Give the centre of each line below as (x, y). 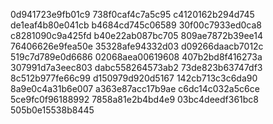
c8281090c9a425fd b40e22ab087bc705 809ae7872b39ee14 (137, 35)
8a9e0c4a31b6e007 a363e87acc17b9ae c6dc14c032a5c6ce (135, 88)
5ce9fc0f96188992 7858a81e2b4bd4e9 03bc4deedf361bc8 (135, 99)
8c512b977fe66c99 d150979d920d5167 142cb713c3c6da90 (134, 78)
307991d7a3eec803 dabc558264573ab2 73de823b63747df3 (136, 67)
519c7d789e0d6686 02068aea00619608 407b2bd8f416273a (136, 57)
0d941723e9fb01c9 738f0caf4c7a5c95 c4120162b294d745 (132, 14)
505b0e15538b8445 (52, 110)
